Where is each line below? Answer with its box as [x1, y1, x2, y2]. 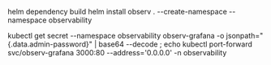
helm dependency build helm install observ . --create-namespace [7, 7, 228, 16]
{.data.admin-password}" [7, 39, 92, 49]
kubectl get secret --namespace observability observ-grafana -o [7, 31, 225, 40]
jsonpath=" [226, 31, 264, 40]
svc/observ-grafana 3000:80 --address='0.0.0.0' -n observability [7, 48, 227, 57]
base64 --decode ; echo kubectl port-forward [98, 39, 253, 49]
